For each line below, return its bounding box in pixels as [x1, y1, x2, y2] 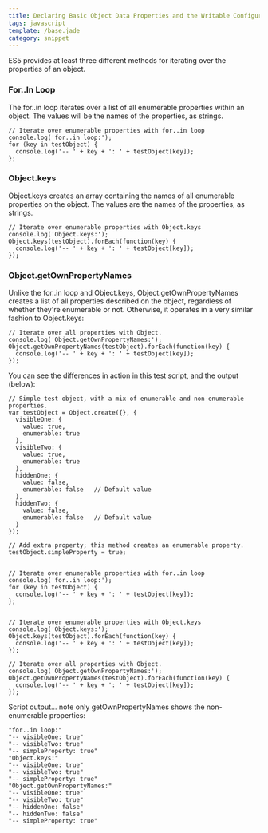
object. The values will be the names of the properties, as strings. [8, 111, 223, 121]
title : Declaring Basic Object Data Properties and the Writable [8, 11, 230, 20]
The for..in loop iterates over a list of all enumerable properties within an [8, 102, 245, 112]
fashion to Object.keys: [8, 313, 85, 323]
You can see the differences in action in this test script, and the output [8, 371, 239, 380]
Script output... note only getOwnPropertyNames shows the [8, 702, 205, 712]
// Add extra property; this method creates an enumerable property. [8, 541, 245, 549]
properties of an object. [8, 65, 86, 74]
